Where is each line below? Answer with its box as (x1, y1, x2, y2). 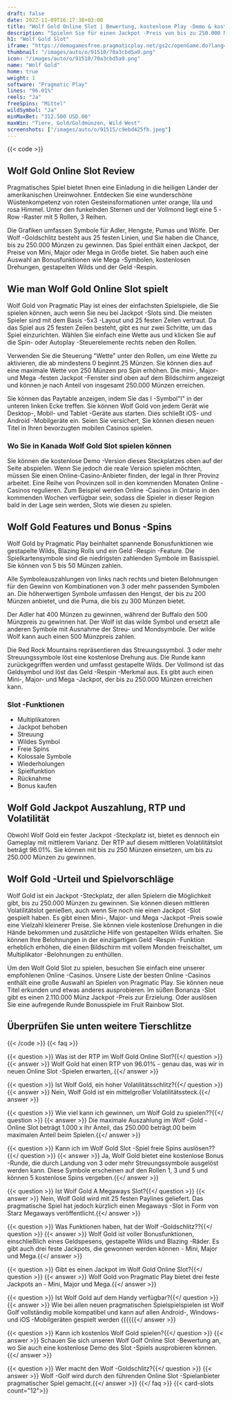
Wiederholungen (17, 759, 66, 768)
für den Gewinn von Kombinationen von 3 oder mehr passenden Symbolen (7, 582, 220, 590)
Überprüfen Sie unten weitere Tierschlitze (7, 1020, 192, 1032)
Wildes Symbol (17, 738, 60, 746)
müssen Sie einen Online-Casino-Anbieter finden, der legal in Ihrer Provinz (7, 471, 220, 480)
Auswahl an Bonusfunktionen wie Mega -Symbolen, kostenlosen (7, 255, 191, 264)
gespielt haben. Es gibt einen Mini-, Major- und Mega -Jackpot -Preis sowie (7, 914, 223, 922)
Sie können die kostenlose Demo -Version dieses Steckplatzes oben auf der (7, 457, 223, 465)
